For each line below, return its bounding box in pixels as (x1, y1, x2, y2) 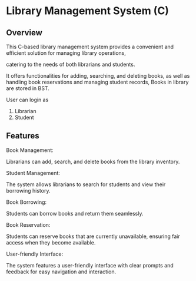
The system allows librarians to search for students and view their (6, 181, 166, 188)
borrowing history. (6, 187, 51, 194)
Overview (6, 28, 43, 38)
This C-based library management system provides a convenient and (6, 43, 174, 50)
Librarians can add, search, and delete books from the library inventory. (6, 158, 180, 165)
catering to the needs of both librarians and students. (6, 61, 135, 68)
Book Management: (6, 146, 54, 154)
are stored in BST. (6, 85, 50, 92)
